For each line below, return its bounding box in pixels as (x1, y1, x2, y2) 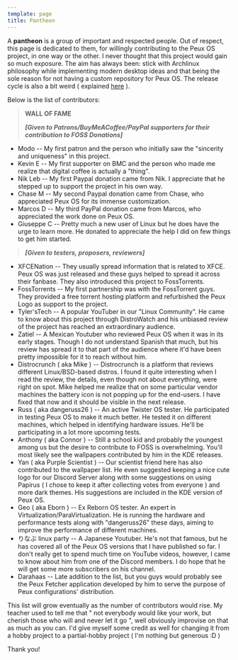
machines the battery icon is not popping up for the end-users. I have (17, 390, 221, 398)
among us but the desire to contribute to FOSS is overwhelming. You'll (17, 442, 223, 451)
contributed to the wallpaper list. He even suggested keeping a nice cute (17, 465, 230, 474)
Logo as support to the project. (17, 299, 108, 308)
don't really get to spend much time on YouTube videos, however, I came (17, 549, 231, 558)
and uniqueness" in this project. (17, 152, 111, 160)
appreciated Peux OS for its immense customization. (17, 196, 171, 206)
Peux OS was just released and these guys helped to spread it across (17, 269, 221, 278)
